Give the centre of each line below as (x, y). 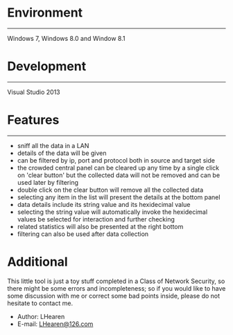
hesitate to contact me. (40, 303)
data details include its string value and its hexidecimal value (104, 204)
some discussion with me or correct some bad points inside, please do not (114, 296)
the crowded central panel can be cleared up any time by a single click (118, 167)
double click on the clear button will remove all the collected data (110, 190)
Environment (45, 13)
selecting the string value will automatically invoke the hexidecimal (112, 212)
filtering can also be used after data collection (83, 234)
